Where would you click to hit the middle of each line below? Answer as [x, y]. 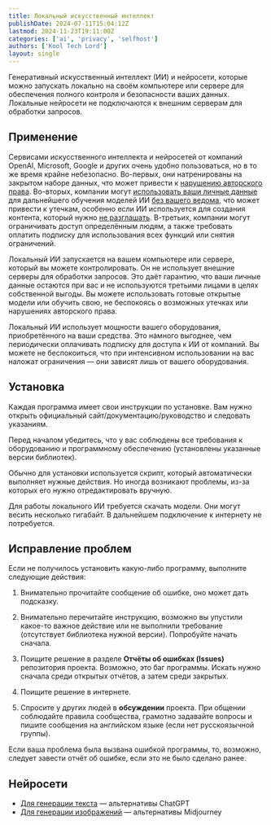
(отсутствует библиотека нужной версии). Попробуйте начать [129, 634]
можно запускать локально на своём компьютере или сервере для [126, 86]
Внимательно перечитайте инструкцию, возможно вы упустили [131, 617]
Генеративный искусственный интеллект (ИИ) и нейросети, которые [128, 77]
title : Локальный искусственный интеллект [81, 16]
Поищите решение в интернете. [76, 692]
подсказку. [39, 601]
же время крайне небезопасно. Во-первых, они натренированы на [125, 174]
